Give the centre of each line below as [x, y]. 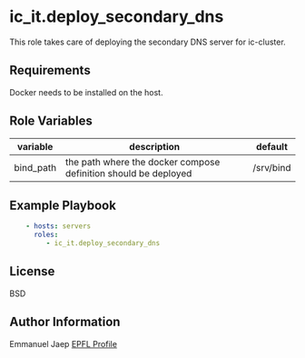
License [32, 271]
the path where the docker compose [143, 162]
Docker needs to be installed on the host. [86, 92]
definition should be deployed [128, 173]
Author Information [65, 322]
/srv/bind [272, 167]
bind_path [35, 167]
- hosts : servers [59, 226]
